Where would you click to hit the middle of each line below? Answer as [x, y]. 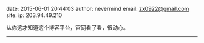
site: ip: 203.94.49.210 [34, 15]
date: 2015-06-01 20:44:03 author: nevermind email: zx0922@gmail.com [98, 9]
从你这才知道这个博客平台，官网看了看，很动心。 [67, 28]
